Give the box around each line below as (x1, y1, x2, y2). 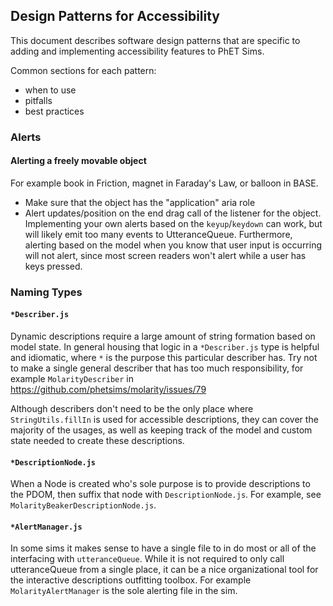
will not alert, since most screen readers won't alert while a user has (24, 249, 307, 261)
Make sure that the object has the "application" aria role (24, 196, 256, 208)
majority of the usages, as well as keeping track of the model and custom (10, 424, 313, 436)
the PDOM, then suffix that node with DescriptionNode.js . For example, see (10, 489, 322, 501)
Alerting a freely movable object (10, 155, 147, 167)
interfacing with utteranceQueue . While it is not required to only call (10, 553, 285, 565)
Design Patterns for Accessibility (10, 8, 220, 25)
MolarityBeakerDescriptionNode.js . (10, 499, 157, 511)
